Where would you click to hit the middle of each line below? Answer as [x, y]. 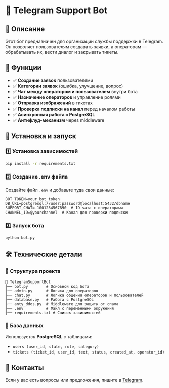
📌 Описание [25, 29]
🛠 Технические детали [44, 254]
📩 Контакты [25, 368]
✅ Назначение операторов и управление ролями [67, 97]
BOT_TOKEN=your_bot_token [32, 199]
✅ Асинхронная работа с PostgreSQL [54, 114]
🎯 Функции [24, 68]
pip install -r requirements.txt [40, 164]
